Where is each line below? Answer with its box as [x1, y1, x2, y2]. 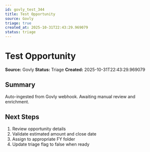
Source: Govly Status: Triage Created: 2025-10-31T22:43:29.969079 [5, 67, 145, 72]
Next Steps [5, 113, 39, 121]
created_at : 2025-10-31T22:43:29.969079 [5, 25, 89, 30]
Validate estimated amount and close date [12, 131, 96, 136]
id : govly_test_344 [5, 7, 45, 12]
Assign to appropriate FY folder [12, 136, 75, 142]
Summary [5, 81, 36, 89]
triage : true [5, 20, 32, 26]
